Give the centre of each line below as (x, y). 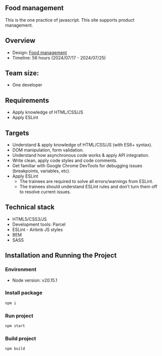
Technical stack (30, 207)
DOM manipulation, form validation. (48, 150)
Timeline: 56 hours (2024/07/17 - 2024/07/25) (59, 58)
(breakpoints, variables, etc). (41, 171)
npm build (15, 349)
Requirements (27, 100)
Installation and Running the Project (61, 255)
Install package (24, 293)
